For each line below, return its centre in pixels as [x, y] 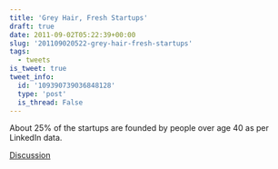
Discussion [30, 155]
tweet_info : [32, 77]
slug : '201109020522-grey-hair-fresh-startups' [101, 43]
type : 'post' [42, 94]
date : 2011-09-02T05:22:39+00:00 [73, 35]
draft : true [32, 26]
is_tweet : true [38, 69]
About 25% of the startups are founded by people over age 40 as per [139, 128]
